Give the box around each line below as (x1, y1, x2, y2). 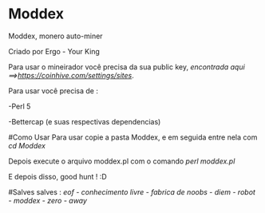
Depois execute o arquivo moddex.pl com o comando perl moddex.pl (8, 156, 235, 166)
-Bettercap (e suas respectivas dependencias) (8, 116, 161, 126)
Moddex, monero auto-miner (8, 31, 103, 41)
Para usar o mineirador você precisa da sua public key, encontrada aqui (8, 61, 245, 72)
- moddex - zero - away (8, 195, 88, 205)
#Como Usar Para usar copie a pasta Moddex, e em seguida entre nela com (8, 132, 258, 142)
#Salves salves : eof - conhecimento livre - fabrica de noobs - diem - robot (8, 187, 255, 196)
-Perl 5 (8, 101, 31, 111)
